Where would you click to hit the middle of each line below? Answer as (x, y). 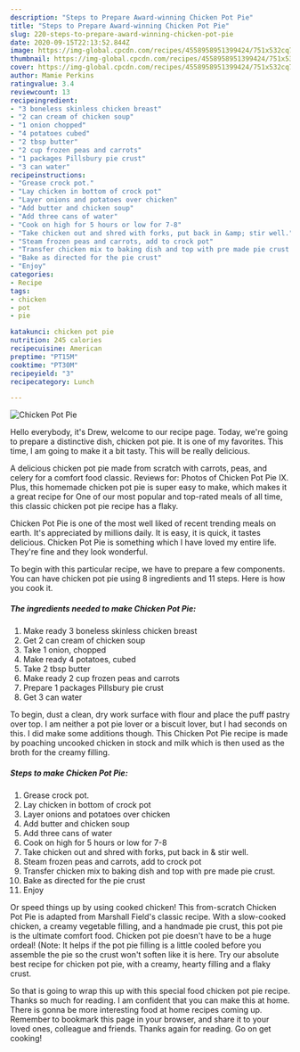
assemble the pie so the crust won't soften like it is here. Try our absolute (145, 955)
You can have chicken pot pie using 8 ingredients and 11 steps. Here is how (148, 579)
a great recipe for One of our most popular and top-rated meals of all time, (146, 497)
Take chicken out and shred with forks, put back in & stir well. (135, 852)
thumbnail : (30, 59)
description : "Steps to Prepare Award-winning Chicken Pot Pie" (132, 17)
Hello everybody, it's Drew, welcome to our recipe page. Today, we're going (149, 432)
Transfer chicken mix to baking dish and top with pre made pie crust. (149, 871)
